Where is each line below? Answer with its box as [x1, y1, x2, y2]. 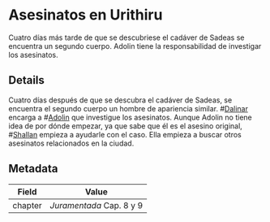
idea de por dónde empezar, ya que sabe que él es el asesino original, [8, 120, 243, 131]
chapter [12, 199, 42, 211]
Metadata [8, 162, 58, 176]
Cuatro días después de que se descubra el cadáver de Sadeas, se [8, 95, 233, 105]
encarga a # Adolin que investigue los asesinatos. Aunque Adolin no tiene [8, 112, 253, 122]
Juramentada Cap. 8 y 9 [49, 199, 144, 211]
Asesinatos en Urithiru [8, 6, 163, 24]
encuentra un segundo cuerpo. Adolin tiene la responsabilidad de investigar [8, 41, 262, 50]
